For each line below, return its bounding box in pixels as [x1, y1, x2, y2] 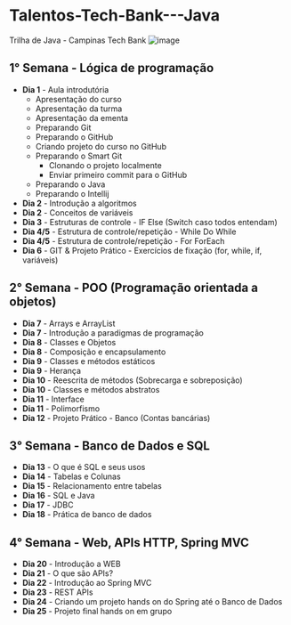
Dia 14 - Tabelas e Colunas [21, 471, 122, 482]
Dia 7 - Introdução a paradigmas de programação [21, 327, 205, 338]
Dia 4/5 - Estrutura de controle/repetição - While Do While [21, 226, 237, 237]
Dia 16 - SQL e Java [21, 491, 95, 501]
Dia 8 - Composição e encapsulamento [21, 346, 166, 357]
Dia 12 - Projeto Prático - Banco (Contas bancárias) [21, 412, 211, 423]
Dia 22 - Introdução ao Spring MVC [21, 578, 152, 588]
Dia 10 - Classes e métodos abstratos [21, 384, 160, 394]
